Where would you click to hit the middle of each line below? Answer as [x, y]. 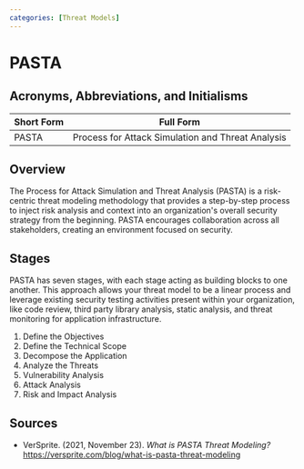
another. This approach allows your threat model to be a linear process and [150, 290]
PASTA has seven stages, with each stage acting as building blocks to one [149, 280]
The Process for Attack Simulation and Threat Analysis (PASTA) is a [136, 191]
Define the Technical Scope [75, 346]
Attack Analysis [52, 385]
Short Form [39, 122]
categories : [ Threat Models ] [65, 18]
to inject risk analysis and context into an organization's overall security [143, 211]
